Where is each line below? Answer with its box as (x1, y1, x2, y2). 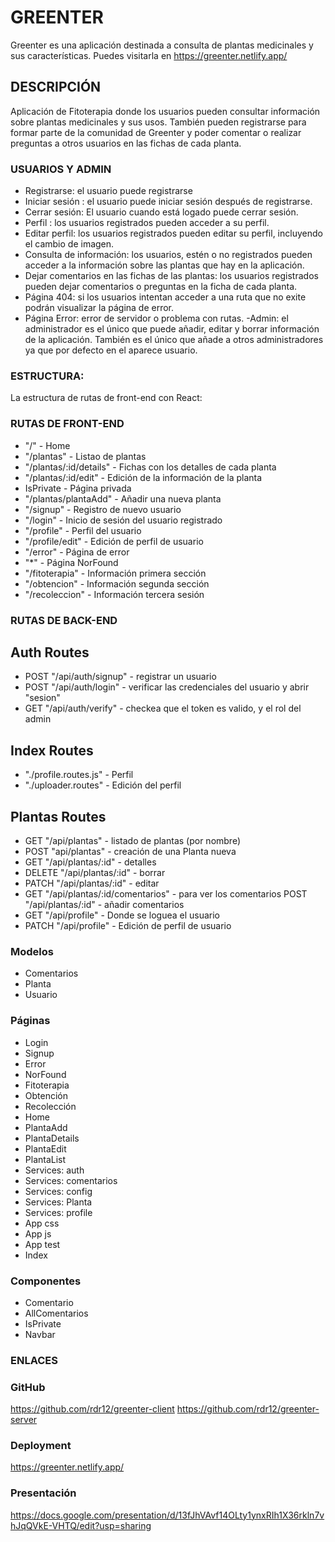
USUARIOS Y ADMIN (10, 162, 112, 176)
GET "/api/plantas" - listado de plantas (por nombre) (24, 835, 242, 846)
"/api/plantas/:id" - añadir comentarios (24, 899, 185, 910)
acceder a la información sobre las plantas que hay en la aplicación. (24, 259, 305, 271)
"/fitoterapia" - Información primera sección (24, 567, 207, 579)
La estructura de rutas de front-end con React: (10, 392, 203, 404)
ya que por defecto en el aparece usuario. (24, 344, 198, 356)
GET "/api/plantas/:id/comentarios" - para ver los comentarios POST (24, 888, 308, 900)
